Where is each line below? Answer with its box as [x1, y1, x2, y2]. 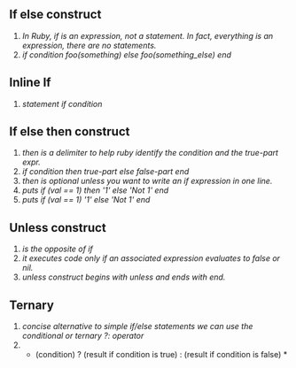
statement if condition [21, 98, 103, 109]
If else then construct [9, 124, 130, 140]
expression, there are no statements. [21, 40, 157, 50]
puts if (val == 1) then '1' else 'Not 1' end [21, 185, 169, 195]
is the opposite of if [21, 243, 93, 255]
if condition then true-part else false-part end [21, 166, 190, 177]
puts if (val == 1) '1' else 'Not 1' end [21, 195, 151, 205]
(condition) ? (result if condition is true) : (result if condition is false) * [35, 349, 288, 360]
